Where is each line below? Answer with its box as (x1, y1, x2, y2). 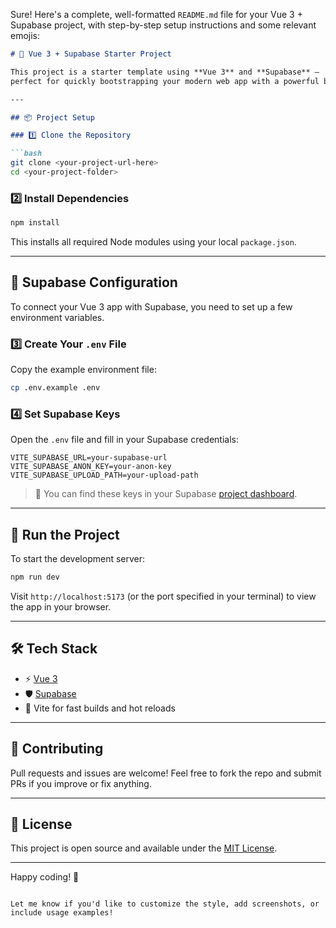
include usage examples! (10, 908, 114, 918)
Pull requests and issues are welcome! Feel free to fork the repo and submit (10, 767, 322, 779)
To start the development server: (10, 553, 146, 565)
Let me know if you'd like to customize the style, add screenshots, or (10, 899, 320, 909)
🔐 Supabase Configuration (10, 274, 178, 291)
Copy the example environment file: (10, 364, 157, 376)
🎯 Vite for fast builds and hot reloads (24, 702, 176, 714)
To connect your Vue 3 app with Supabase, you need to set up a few (10, 300, 293, 313)
